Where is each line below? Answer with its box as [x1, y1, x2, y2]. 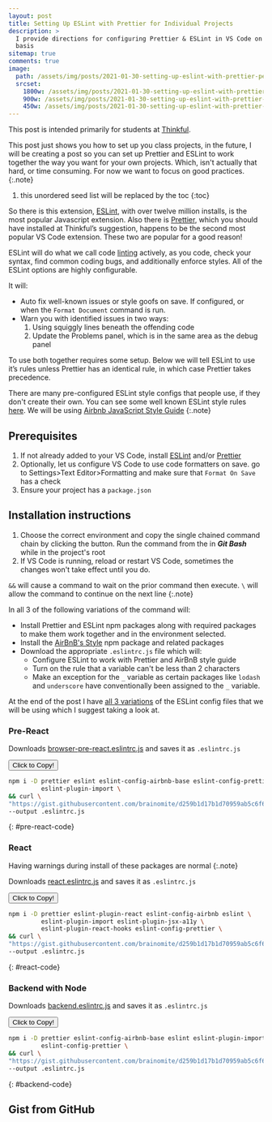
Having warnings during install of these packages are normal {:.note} [8, 861, 239, 871]
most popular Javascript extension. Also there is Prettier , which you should [8, 215, 258, 225]
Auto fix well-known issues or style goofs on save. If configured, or [19, 297, 244, 307]
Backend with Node [8, 982, 87, 994]
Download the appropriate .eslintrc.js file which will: [19, 646, 202, 656]
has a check [19, 476, 62, 486]
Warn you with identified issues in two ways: [19, 314, 169, 324]
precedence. [8, 372, 51, 382]
